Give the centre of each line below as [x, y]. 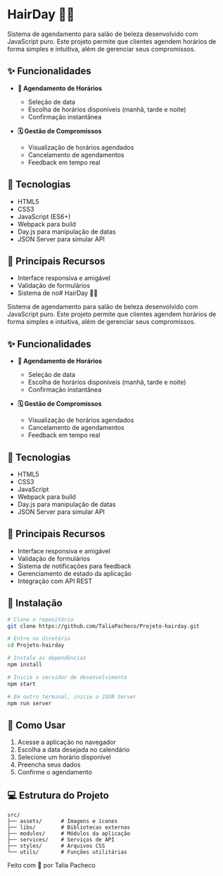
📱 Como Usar [37, 725]
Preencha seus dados [49, 764]
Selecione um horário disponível [64, 757]
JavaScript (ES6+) [44, 216]
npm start [22, 684]
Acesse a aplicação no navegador [66, 742]
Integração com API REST [55, 581]
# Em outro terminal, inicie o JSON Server [72, 697]
